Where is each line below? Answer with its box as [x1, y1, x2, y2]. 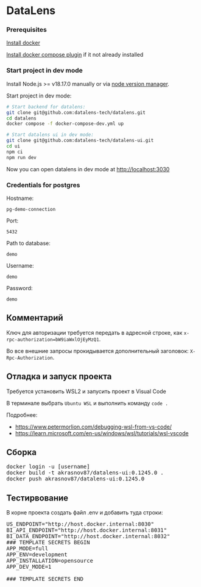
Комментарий [6, 313, 63, 323]
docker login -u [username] [6, 463, 90, 470]
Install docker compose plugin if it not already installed [6, 51, 144, 59]
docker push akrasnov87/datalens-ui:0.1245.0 [6, 475, 145, 482]
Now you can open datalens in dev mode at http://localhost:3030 [6, 165, 170, 173]
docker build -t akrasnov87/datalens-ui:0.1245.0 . [6, 469, 164, 476]
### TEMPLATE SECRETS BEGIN [6, 539, 90, 546]
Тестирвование [6, 493, 69, 503]
